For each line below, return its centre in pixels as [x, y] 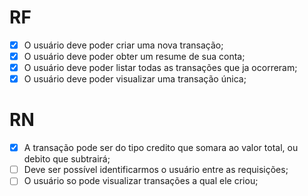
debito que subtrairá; [67, 159]
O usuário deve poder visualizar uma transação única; [135, 79]
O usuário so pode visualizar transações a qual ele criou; [141, 181]
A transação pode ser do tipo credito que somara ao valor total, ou [161, 148]
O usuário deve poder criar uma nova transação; [123, 45]
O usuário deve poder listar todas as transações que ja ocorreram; [160, 68]
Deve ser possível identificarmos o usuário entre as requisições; [156, 170]
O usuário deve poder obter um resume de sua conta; [134, 56]
